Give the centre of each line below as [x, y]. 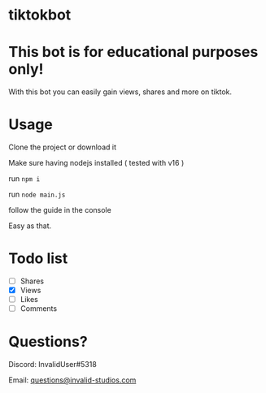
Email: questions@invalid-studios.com [72, 380]
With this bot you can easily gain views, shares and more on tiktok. [120, 92]
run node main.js [37, 194]
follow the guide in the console [60, 210]
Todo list [38, 259]
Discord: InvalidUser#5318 [53, 365]
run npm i [24, 179]
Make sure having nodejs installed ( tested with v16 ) [96, 163]
